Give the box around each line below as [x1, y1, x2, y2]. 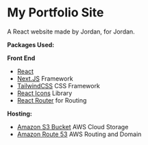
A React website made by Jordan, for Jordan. [7, 27, 135, 36]
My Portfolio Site [7, 5, 104, 21]
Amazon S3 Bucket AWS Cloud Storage [16, 122, 129, 131]
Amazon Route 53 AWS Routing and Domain [16, 130, 142, 138]
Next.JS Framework [16, 74, 73, 83]
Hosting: [7, 109, 33, 118]
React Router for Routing [16, 96, 87, 104]
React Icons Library [16, 89, 73, 97]
